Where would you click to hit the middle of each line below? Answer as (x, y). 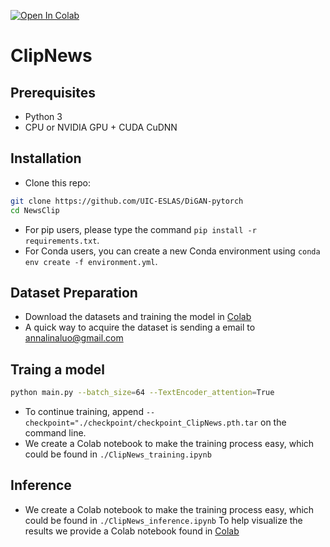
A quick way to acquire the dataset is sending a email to (140, 327)
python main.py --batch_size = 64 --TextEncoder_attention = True (142, 393)
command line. (55, 433)
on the (273, 422)
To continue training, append (84, 412)
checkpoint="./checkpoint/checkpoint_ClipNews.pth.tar (141, 423)
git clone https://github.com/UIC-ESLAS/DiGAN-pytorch (127, 201)
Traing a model (57, 369)
